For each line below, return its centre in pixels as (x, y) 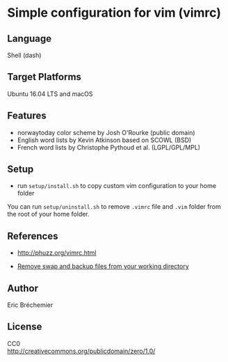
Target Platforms (44, 77)
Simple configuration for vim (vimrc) (114, 13)
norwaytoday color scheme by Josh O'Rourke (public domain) (106, 132)
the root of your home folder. (49, 214)
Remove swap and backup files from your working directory (103, 267)
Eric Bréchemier (30, 305)
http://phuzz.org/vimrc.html (57, 253)
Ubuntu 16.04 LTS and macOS (50, 94)
